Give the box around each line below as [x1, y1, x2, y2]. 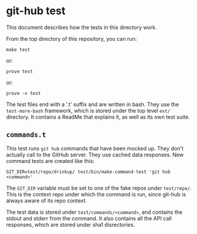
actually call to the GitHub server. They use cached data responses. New [6, 151, 184, 158]
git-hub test [6, 4, 66, 18]
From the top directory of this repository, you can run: [6, 35, 137, 42]
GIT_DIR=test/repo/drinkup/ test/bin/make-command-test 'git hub [6, 169, 170, 175]
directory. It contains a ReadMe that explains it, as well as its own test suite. [6, 113, 190, 120]
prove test [6, 68, 33, 75]
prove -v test [6, 90, 41, 96]
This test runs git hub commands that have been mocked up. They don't [6, 145, 184, 152]
